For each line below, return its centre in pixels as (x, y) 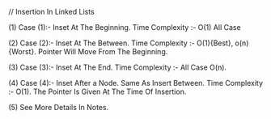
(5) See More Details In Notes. (59, 107)
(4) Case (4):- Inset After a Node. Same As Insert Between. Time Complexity (136, 83)
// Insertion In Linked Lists (51, 12)
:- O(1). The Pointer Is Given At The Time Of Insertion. (97, 91)
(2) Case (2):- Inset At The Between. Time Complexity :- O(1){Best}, (121, 43)
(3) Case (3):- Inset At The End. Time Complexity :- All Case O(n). (118, 67)
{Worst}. (22, 51)
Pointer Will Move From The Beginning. (103, 51)
